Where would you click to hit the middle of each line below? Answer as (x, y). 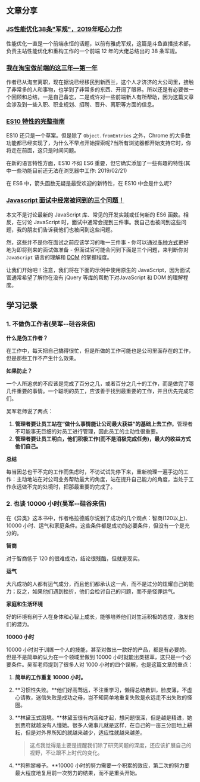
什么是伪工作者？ (27, 338)
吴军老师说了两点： (30, 411)
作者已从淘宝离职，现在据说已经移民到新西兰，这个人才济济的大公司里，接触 (100, 82)
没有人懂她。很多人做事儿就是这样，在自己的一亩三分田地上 (114, 725)
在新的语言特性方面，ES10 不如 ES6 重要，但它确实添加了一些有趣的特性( (96, 163)
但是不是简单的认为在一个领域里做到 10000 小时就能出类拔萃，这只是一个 (96, 657)
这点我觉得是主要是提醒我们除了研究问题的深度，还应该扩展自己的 (110, 745)
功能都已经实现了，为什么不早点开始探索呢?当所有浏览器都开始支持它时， (96, 143)
